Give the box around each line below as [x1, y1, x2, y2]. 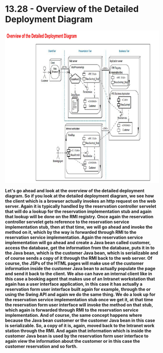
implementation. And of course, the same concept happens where [5, 312, 143, 318]
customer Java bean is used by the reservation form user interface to [5, 333, 149, 339]
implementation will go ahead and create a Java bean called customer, [5, 239, 151, 245]
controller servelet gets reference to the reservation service [5, 219, 129, 225]
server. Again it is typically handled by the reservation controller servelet [5, 203, 157, 209]
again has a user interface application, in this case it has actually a [5, 281, 143, 287]
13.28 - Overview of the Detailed [5, 3, 139, 15]
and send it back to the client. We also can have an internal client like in [5, 270, 152, 276]
